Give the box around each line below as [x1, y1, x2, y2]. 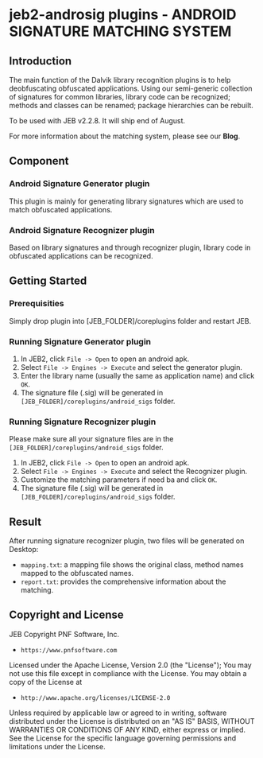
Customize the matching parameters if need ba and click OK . [20, 475, 218, 484]
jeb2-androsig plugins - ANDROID [9, 6, 237, 24]
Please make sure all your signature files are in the [9, 434, 174, 444]
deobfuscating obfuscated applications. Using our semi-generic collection [9, 84, 253, 93]
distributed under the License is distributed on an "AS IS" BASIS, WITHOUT [9, 716, 255, 725]
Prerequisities [9, 298, 64, 309]
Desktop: [9, 545, 39, 554]
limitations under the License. [9, 741, 106, 751]
